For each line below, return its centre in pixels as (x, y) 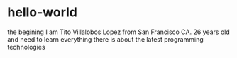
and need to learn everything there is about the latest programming (105, 39)
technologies (26, 47)
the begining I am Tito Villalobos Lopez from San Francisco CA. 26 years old (119, 32)
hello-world (43, 12)
